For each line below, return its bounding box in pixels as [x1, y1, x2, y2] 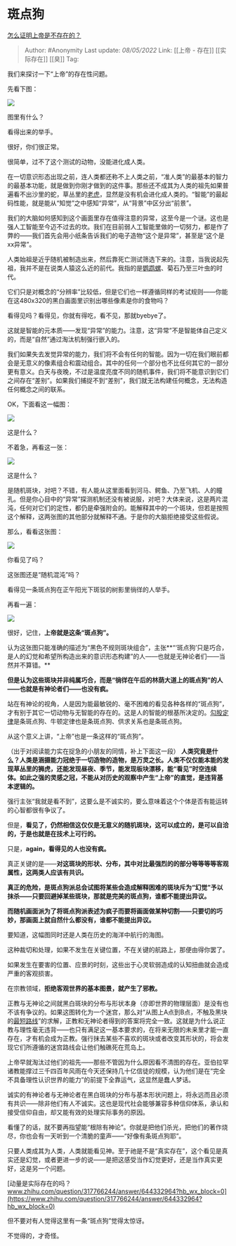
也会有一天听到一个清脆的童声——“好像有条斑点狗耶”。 [25, 1131, 185, 1140]
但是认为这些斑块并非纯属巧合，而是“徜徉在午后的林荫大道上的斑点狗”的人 [7, 675, 223, 684]
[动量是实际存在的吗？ [7, 1179, 72, 1188]
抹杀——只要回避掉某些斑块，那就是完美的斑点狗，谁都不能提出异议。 [7, 892, 211, 900]
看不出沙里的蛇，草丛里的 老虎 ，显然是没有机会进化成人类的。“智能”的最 [13, 190, 223, 198]
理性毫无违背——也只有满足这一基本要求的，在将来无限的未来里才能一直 [19, 1025, 229, 1034]
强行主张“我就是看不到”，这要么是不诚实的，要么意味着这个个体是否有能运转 [7, 797, 228, 805]
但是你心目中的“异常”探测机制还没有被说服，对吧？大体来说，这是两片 [19, 495, 223, 503]
